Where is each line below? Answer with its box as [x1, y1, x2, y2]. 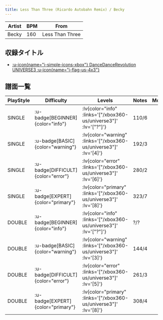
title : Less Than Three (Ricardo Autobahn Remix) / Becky [5, 7, 125, 12]
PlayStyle [7, 97, 30, 104]
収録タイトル [5, 49, 44, 57]
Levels [97, 97, 113, 104]
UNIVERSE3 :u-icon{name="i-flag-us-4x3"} [12, 67, 100, 73]
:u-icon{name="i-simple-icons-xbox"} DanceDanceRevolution [12, 62, 136, 68]
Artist [8, 22, 22, 29]
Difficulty [45, 97, 67, 104]
